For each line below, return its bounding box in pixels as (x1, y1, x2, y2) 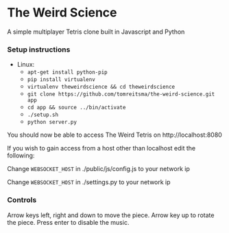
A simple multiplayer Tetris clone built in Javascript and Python (7, 27, 185, 36)
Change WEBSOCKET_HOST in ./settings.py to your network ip (7, 178, 171, 186)
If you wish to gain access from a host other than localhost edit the (7, 144, 196, 153)
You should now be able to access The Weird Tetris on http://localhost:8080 (7, 131, 223, 139)
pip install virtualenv (27, 76, 96, 83)
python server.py (27, 119, 77, 126)
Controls (7, 195, 37, 205)
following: (7, 151, 35, 159)
